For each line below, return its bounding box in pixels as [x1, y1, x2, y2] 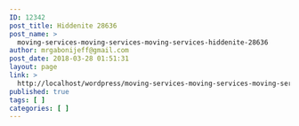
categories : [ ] [9, 104, 69, 113]
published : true [9, 87, 69, 96]
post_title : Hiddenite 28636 [9, 21, 117, 30]
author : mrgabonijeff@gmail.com [9, 46, 129, 55]
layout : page [9, 63, 58, 72]
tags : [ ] [9, 95, 46, 105]
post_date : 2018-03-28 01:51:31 [9, 54, 129, 63]
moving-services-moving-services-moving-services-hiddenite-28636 [17, 37, 269, 47]
